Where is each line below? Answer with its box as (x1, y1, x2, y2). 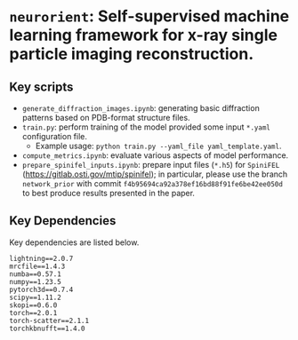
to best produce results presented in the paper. (21, 188, 196, 198)
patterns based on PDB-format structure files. (21, 113, 190, 123)
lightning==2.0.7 (9, 254, 74, 263)
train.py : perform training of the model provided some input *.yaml (21, 122, 271, 132)
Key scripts (9, 79, 74, 94)
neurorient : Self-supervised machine (9, 6, 290, 27)
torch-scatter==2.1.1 (9, 316, 90, 325)
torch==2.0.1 (9, 308, 58, 317)
